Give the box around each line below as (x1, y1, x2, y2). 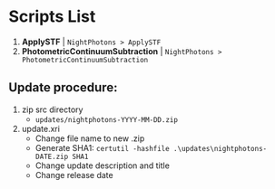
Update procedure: (8, 80, 118, 96)
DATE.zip (34, 152, 69, 161)
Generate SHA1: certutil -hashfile (34, 142, 170, 153)
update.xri (21, 123, 61, 134)
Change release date (34, 169, 114, 180)
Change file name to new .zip (34, 133, 145, 144)
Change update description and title (34, 160, 170, 171)
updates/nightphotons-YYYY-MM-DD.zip (34, 115, 179, 124)
